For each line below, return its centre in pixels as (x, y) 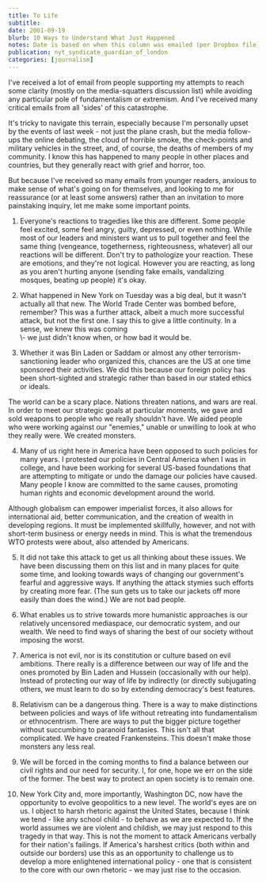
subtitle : (25, 23)
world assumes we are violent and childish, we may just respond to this (136, 827)
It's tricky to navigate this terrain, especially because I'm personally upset (128, 123)
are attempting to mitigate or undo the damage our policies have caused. (138, 475)
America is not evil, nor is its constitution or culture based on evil (125, 655)
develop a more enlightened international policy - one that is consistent (135, 861)
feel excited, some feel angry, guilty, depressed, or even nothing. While (136, 229)
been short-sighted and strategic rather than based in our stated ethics (135, 378)
